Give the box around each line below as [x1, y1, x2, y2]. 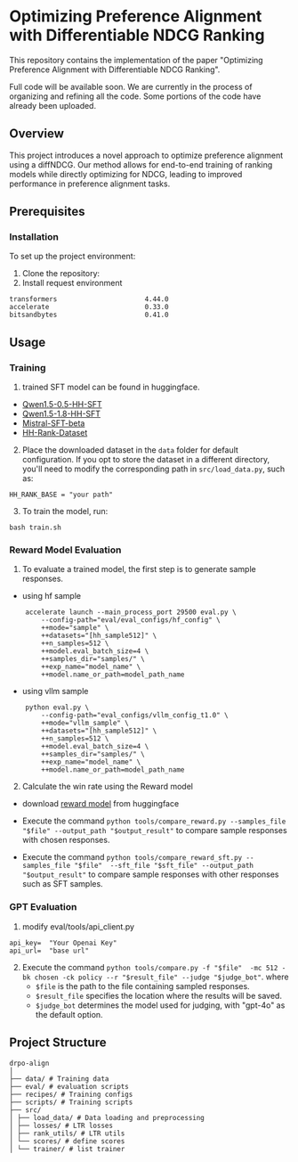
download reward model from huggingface [21, 798, 180, 809]
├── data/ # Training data [9, 1074, 109, 1084]
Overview [9, 127, 65, 142]
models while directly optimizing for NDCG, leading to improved [9, 168, 243, 179]
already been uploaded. [9, 100, 96, 110]
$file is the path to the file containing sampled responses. [35, 980, 251, 991]
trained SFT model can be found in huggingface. [21, 381, 200, 393]
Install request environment [21, 278, 123, 289]
